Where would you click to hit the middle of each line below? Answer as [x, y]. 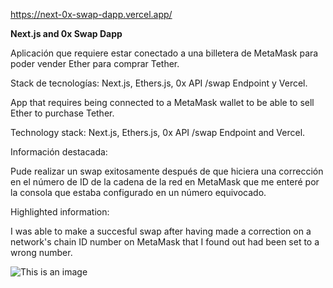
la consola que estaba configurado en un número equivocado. [138, 192]
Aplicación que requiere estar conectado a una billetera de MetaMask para [164, 53]
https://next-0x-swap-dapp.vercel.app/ [91, 14]
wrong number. [41, 252]
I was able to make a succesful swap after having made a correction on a [161, 231]
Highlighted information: [60, 212]
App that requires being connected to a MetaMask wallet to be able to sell [162, 102]
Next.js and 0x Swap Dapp [66, 33]
